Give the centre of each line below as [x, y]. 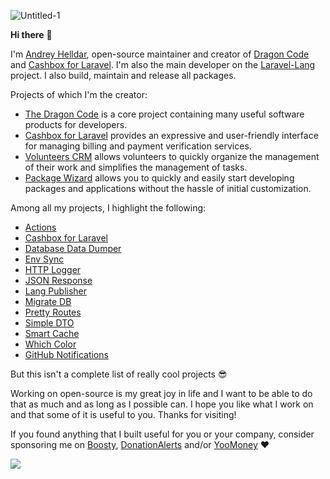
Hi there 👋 [31, 34]
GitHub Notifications [66, 354]
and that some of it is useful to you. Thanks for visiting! [123, 414]
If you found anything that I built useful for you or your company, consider [162, 434]
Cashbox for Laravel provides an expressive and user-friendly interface [171, 135]
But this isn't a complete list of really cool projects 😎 [119, 374]
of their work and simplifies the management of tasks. [136, 167]
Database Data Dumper [73, 248]
